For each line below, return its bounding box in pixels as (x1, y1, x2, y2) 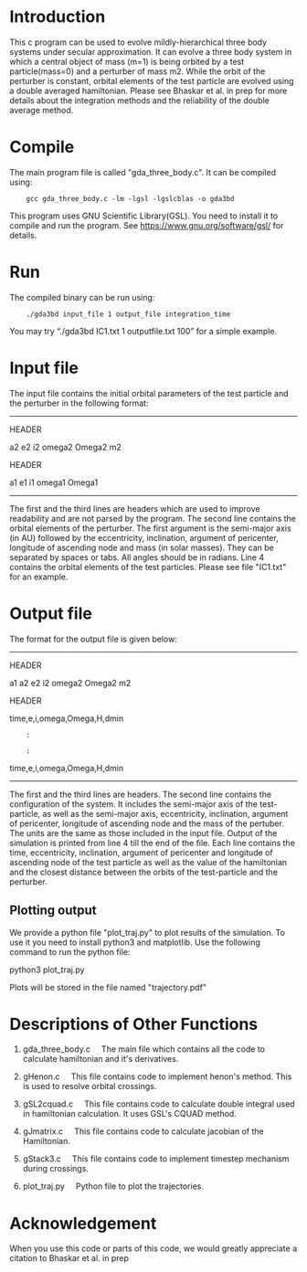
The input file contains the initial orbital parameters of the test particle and (9, 387, 290, 398)
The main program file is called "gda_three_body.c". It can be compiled (9, 166, 277, 177)
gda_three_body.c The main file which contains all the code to (22, 1044, 266, 1055)
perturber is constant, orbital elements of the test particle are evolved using (9, 75, 294, 86)
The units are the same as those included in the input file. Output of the (9, 827, 278, 838)
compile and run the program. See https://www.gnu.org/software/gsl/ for (9, 219, 284, 230)
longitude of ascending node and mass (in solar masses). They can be (9, 542, 274, 553)
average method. (9, 104, 74, 115)
